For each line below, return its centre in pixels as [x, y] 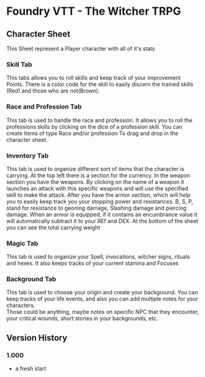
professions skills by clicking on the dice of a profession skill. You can [94, 126]
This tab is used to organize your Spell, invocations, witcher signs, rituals [98, 257]
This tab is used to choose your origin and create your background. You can [102, 292]
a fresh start [31, 368]
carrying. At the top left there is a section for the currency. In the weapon [98, 175]
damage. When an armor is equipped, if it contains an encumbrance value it [102, 214]
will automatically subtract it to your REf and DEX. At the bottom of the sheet [102, 221]
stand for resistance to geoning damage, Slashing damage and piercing [96, 208]
